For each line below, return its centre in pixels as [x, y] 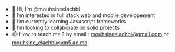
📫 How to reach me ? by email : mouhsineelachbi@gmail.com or [90, 34]
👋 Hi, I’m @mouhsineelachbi [46, 9]
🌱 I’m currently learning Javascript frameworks [69, 21]
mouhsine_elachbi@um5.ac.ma [49, 43]
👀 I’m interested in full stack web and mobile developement [83, 15]
